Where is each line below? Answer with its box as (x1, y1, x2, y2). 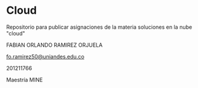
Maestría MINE (6, 76, 43, 83)
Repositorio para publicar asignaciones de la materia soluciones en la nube (6, 23, 193, 31)
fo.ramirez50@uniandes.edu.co (6, 53, 85, 60)
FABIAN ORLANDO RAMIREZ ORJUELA (6, 41, 103, 48)
